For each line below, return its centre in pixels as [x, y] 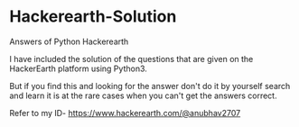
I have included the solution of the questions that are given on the [131, 59]
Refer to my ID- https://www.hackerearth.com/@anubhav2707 [125, 113]
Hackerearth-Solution [93, 17]
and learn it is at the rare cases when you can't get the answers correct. [143, 95]
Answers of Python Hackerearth [69, 41]
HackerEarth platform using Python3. [78, 68]
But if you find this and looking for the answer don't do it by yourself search [150, 86]
